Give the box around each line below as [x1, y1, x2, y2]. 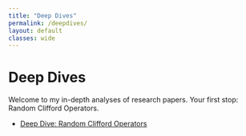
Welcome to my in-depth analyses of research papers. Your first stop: [8, 95, 239, 105]
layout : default [8, 26, 63, 34]
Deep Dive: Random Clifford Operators [19, 119, 147, 129]
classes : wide [8, 34, 56, 42]
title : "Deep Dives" [8, 11, 78, 20]
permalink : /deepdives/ [8, 19, 88, 27]
